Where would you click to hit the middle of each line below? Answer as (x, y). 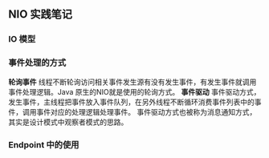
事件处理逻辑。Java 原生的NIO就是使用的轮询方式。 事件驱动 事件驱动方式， (134, 91)
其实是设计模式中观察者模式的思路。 (68, 122)
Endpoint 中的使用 (44, 144)
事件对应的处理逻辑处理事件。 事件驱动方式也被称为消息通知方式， (146, 111)
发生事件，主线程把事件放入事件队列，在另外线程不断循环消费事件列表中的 (131, 102)
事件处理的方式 (37, 63)
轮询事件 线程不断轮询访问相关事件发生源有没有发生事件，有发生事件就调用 (132, 82)
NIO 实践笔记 (41, 14)
